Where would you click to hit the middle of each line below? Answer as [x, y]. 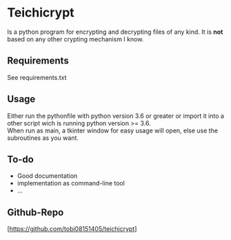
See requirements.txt [37, 77]
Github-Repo [36, 212]
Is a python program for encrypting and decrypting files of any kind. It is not [115, 32]
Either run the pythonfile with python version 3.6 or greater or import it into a [115, 116]
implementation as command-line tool [71, 183]
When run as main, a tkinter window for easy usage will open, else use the [113, 130]
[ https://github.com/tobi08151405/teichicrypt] [72, 229]
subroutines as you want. [43, 138]
